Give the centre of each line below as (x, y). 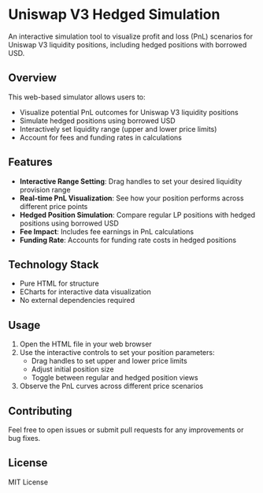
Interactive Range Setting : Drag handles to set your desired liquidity (131, 181)
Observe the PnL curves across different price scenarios (111, 386)
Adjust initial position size (72, 369)
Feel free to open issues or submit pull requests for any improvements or (126, 430)
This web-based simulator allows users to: (77, 97)
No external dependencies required (77, 301)
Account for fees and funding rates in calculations (101, 137)
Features (30, 162)
